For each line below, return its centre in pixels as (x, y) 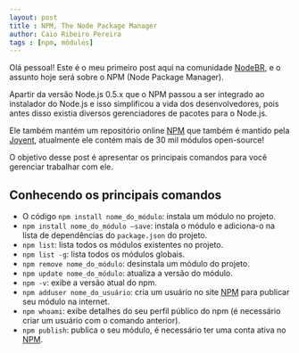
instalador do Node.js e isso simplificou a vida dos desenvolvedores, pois (144, 104)
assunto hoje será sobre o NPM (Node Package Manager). (117, 78)
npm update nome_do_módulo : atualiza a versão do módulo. (128, 274)
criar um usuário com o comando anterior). (101, 321)
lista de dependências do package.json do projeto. (115, 235)
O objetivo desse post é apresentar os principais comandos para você (138, 158)
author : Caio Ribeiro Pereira (66, 34)
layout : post (33, 17)
